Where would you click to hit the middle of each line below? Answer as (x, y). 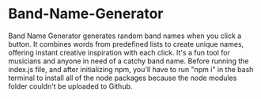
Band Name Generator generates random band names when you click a (125, 36)
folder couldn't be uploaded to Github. (70, 86)
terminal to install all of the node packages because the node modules (123, 78)
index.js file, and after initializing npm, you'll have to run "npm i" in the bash (131, 69)
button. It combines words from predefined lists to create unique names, (126, 44)
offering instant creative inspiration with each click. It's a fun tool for (119, 52)
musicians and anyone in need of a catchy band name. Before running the (129, 61)
